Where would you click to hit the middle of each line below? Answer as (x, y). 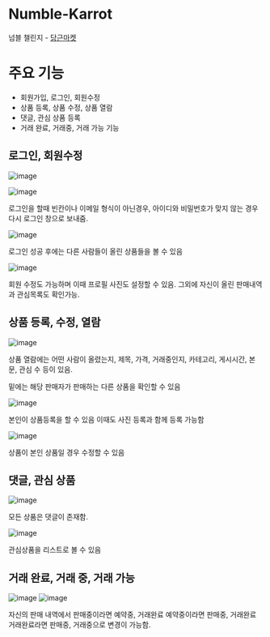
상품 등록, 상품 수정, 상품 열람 (66, 107)
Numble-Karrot (61, 14)
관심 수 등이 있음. (46, 369)
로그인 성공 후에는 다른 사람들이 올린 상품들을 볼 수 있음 (96, 251)
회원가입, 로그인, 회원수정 (60, 97)
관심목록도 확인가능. (48, 294)
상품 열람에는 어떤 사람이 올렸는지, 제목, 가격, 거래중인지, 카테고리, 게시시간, (128, 359)
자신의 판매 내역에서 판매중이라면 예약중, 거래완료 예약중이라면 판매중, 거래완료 (133, 615)
